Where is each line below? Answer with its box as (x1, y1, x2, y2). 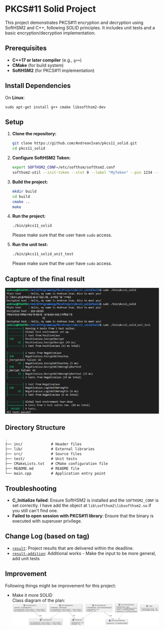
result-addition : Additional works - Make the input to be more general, (12, 550, 156, 556)
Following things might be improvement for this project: (5, 583, 116, 588)
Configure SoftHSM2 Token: (12, 155, 71, 161)
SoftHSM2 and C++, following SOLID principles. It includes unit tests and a (5, 24, 155, 30)
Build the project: (12, 179, 48, 185)
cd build (12, 194, 30, 199)
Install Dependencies (5, 82, 71, 90)
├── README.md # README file (5, 466, 80, 471)
